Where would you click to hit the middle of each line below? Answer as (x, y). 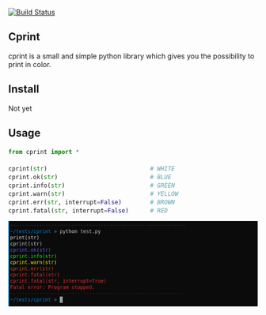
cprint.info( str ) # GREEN (92, 186)
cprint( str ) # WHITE (92, 169)
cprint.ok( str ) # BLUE (90, 178)
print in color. (30, 64)
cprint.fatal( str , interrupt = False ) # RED (88, 210)
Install (24, 90)
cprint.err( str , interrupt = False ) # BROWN (92, 202)
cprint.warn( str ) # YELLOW (93, 193)
